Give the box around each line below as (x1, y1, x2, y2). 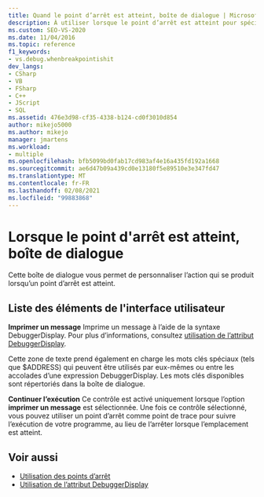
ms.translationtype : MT (8, 172, 86, 181)
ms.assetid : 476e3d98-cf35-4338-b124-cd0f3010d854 (8, 114, 178, 122)
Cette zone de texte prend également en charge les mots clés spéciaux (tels (8, 354, 255, 364)
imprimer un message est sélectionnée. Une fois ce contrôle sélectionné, (8, 403, 247, 412)
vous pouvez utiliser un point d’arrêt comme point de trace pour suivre (8, 411, 236, 421)
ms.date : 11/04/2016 (8, 33, 76, 42)
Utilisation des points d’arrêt (19, 472, 111, 481)
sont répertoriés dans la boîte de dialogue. (8, 379, 145, 389)
